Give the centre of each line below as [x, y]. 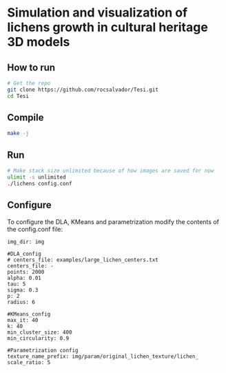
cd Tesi [18, 96]
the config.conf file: [35, 229]
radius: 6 [21, 302]
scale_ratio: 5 [29, 362]
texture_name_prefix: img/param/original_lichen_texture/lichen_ [103, 356]
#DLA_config [24, 254]
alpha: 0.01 [24, 278]
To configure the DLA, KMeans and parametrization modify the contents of [113, 221]
